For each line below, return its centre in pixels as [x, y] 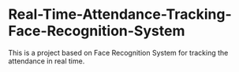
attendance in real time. [47, 61]
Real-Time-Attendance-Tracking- [120, 14]
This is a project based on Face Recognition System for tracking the [118, 52]
